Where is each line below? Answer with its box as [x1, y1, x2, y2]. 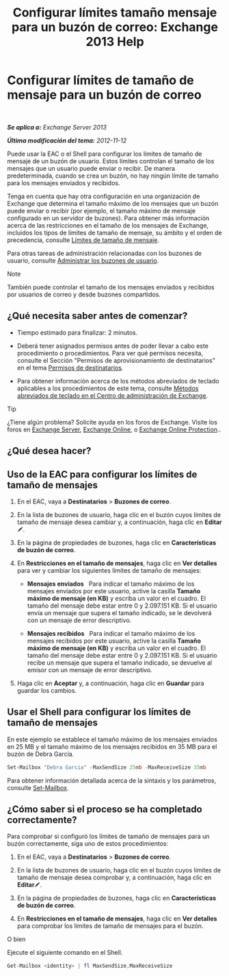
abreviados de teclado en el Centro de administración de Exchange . [16, 391, 208, 399]
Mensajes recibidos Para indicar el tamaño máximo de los [27, 629, 196, 637]
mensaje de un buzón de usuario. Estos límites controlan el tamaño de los [7, 156, 215, 165]
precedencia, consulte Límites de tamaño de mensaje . [7, 235, 159, 244]
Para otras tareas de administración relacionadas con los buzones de [7, 249, 202, 257]
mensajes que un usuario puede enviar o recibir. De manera [7, 164, 176, 172]
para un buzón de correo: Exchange [11, 19, 219, 35]
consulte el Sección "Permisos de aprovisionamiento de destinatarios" [16, 356, 215, 364]
